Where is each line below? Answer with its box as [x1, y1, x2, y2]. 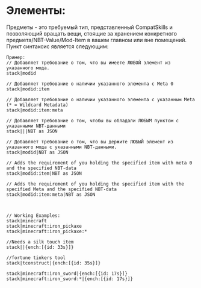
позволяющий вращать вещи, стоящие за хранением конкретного [6, 30, 178, 37]
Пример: [6, 54, 26, 60]
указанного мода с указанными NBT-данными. [6, 144, 117, 150]
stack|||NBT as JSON [6, 128, 58, 134]
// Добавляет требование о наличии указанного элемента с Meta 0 [6, 81, 173, 87]
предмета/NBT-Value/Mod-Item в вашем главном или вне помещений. [6, 36, 187, 43]
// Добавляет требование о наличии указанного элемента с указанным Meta [6, 96, 196, 102]
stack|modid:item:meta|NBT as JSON [6, 191, 96, 198]
